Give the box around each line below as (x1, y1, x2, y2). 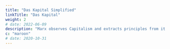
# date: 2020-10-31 (5, 36, 47, 41)
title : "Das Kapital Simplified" (5, 7, 77, 13)
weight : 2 (5, 17, 27, 22)
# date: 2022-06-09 (5, 21, 47, 27)
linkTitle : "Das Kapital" (5, 12, 60, 17)
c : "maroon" (5, 31, 31, 36)
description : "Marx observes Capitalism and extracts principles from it (5, 27, 166, 32)
